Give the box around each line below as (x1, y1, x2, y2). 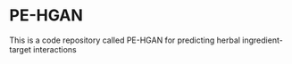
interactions (32, 44, 78, 54)
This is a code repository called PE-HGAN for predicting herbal (9, 35, 241, 45)
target (9, 44, 31, 54)
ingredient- (242, 35, 283, 45)
